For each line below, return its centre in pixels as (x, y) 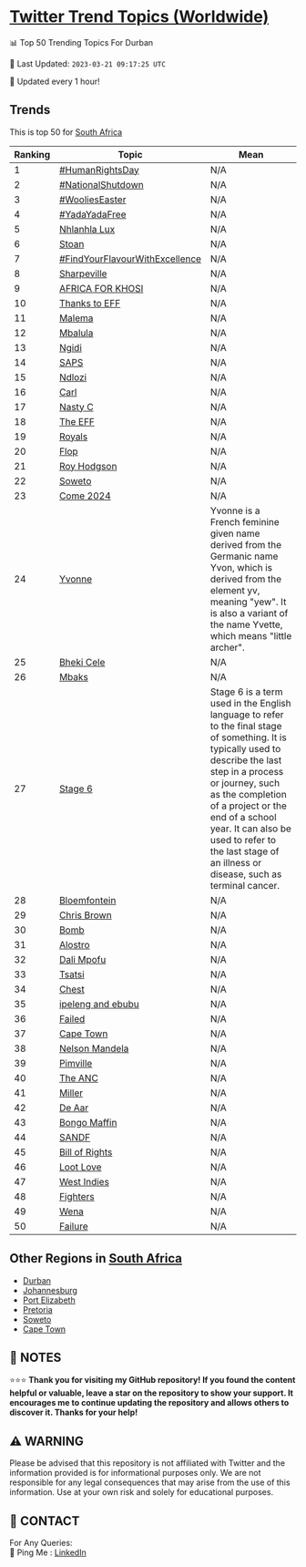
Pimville (76, 1063)
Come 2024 (85, 496)
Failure (73, 1226)
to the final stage (246, 726)
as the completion (248, 794)
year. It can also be (250, 829)
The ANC (78, 1077)
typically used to (245, 748)
